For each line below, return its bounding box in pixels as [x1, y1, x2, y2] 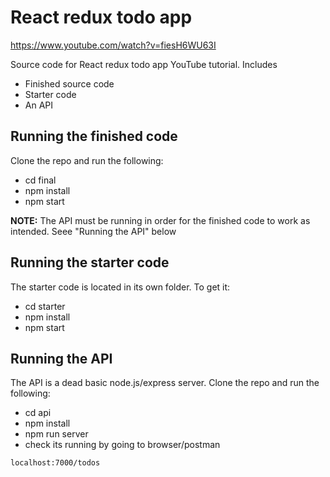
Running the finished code [10, 128, 178, 145]
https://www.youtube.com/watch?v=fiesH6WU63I [10, 39, 217, 51]
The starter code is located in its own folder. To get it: [10, 281, 231, 293]
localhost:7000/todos [10, 458, 101, 468]
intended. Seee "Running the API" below [10, 225, 177, 237]
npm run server [24, 428, 89, 440]
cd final [24, 174, 57, 186]
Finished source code [24, 77, 115, 90]
